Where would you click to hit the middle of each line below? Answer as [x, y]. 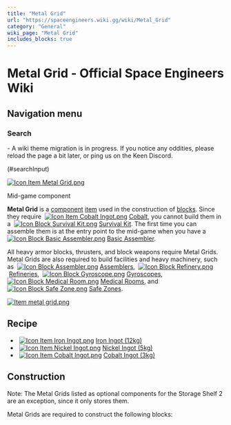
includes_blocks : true [40, 39]
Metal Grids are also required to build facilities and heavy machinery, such [112, 259]
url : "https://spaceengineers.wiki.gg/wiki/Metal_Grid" [89, 20]
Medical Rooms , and [129, 281]
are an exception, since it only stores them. [68, 401]
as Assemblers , [71, 266]
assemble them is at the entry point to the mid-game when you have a [107, 231]
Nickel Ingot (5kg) [128, 348]
